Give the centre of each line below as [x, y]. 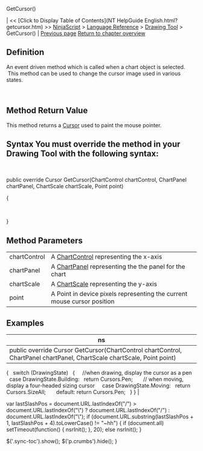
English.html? [161, 20]
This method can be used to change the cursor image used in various [94, 73]
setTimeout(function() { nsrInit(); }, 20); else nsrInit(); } [74, 430]
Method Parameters [44, 241]
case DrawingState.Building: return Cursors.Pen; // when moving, [96, 379]
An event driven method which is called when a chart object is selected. [96, 67]
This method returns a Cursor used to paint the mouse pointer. [84, 125]
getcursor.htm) [25, 27]
